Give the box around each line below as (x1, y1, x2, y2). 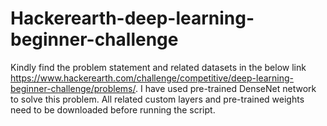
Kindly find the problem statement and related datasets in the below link (10, 61, 307, 73)
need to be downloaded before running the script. (10, 103, 216, 116)
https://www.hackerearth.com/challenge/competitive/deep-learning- (10, 72, 295, 84)
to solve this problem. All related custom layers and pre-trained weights (10, 93, 305, 105)
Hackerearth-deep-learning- (10, 7, 255, 30)
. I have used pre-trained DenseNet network (135, 82, 317, 94)
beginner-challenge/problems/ (10, 82, 136, 94)
